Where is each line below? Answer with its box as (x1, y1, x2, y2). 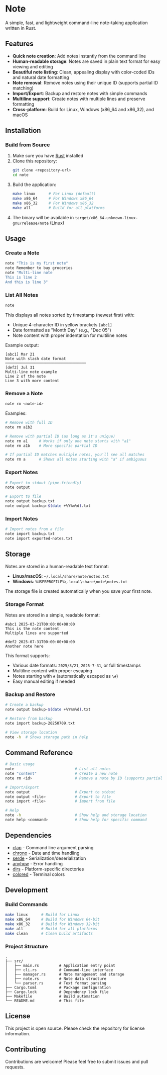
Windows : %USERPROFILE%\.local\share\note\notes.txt (12, 578, 128, 584)
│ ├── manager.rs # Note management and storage (5, 972, 124, 977)
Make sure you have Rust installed (12, 153, 84, 159)
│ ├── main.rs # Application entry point (5, 963, 115, 968)
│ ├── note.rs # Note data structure (5, 976, 107, 981)
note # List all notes (5, 766, 111, 772)
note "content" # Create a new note (5, 771, 118, 776)
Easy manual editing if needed (12, 678, 75, 684)
